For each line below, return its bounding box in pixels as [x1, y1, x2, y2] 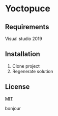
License [5, 82, 30, 91]
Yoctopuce [5, 3, 51, 14]
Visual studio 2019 [5, 36, 43, 41]
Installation [5, 50, 40, 58]
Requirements [5, 23, 49, 31]
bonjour [5, 105, 21, 111]
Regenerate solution [12, 68, 53, 74]
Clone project [12, 63, 40, 69]
